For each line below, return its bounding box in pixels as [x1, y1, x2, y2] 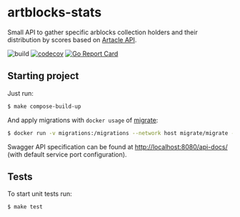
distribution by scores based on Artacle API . [7, 35, 137, 44]
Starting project [7, 70, 79, 82]
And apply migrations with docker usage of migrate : [7, 116, 159, 124]
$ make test [7, 203, 43, 211]
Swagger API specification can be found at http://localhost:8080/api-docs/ [7, 142, 228, 151]
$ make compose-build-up [7, 103, 81, 110]
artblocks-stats [7, 4, 102, 21]
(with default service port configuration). [7, 150, 127, 158]
